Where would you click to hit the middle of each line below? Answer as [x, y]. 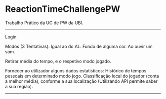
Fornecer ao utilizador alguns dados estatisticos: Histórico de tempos [76, 70]
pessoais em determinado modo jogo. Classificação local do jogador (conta [82, 76]
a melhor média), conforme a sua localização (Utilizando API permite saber [82, 81]
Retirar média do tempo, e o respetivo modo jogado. [58, 61]
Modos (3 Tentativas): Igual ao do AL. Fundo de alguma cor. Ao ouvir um [79, 46]
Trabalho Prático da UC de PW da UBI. [44, 23]
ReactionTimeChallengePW [62, 9]
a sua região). [19, 86]
